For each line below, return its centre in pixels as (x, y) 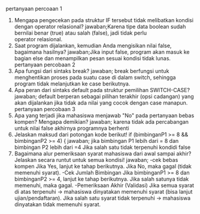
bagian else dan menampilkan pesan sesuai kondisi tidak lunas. (93, 58)
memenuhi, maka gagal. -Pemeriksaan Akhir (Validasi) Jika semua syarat (104, 185)
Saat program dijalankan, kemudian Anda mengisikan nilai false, (93, 45)
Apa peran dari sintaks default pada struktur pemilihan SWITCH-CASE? (102, 90)
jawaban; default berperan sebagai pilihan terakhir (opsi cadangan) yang (104, 96)
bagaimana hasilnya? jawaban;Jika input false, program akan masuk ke (102, 52)
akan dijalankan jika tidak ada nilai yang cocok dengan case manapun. (101, 103)
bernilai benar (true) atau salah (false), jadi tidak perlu (81, 33)
